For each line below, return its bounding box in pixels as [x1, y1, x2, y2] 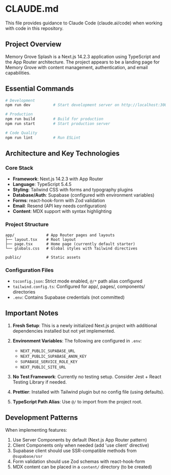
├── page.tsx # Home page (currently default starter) [5, 241, 136, 246]
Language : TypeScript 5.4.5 [12, 181, 72, 187]
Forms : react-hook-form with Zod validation [12, 198, 105, 204]
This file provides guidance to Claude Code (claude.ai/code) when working [5, 20, 163, 26]
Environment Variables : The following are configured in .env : [12, 337, 142, 343]
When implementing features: [5, 427, 68, 433]
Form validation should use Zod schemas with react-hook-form [12, 458, 146, 464]
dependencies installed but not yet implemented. [12, 328, 116, 334]
